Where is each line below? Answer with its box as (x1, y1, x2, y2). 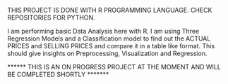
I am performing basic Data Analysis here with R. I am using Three (7, 27, 200, 35)
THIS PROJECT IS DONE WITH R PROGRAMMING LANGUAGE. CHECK (7, 6, 212, 14)
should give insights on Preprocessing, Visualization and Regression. (7, 49, 208, 57)
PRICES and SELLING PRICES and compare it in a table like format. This (7, 42, 215, 50)
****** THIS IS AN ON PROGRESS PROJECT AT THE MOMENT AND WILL (7, 63, 221, 71)
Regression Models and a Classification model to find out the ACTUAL (7, 34, 211, 43)
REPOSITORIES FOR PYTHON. (7, 13, 95, 22)
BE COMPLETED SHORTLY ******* (7, 70, 109, 78)
